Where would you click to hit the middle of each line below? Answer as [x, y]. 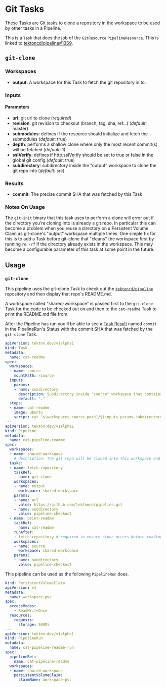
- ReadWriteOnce [31, 611]
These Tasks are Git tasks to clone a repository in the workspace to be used [83, 23]
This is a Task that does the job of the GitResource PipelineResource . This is [82, 38]
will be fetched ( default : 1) [39, 149]
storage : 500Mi [34, 625]
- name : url [26, 500]
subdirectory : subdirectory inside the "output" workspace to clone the [84, 165]
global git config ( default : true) [43, 160]
